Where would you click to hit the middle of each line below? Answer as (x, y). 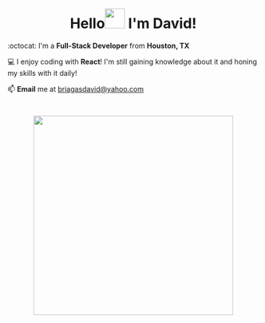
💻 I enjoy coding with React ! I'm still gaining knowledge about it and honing (132, 61)
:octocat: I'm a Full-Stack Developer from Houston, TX (99, 45)
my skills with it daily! (42, 73)
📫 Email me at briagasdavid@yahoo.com (76, 89)
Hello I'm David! (133, 24)
